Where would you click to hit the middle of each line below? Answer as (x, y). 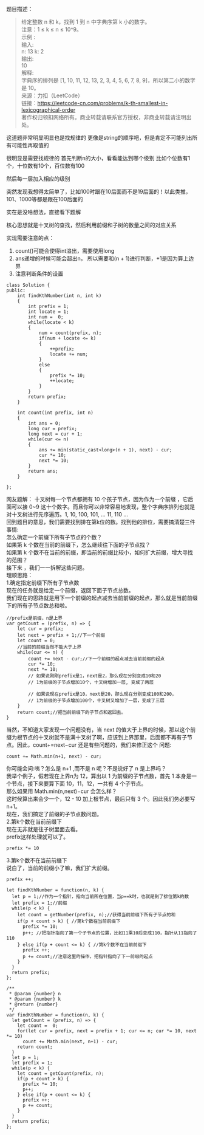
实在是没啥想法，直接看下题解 (43, 212)
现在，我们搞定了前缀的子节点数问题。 (54, 814)
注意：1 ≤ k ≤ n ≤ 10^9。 (51, 29)
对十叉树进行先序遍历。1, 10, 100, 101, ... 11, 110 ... (67, 514)
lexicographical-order (48, 110)
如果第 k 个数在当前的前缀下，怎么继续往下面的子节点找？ (78, 545)
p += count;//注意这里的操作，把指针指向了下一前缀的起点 (87, 956)
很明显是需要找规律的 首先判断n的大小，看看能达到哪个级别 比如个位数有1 (98, 158)
